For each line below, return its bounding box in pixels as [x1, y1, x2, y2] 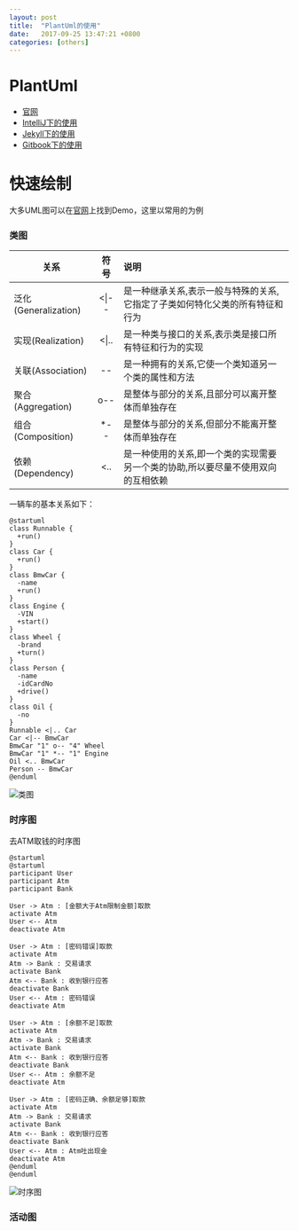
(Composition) [13, 431, 74, 443]
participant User [9, 868, 74, 878]
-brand [17, 640, 42, 650]
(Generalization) [13, 304, 82, 317]
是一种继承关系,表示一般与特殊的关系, [123, 285, 279, 297]
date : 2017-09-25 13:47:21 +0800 [9, 29, 141, 38]
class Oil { [9, 702, 53, 712]
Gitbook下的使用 [21, 139, 82, 151]
